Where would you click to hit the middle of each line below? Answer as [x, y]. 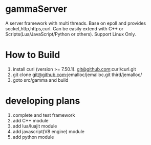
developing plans [43, 101]
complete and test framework [44, 115]
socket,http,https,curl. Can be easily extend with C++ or [64, 28]
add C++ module [30, 120]
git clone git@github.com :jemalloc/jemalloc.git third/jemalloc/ [77, 75]
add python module [33, 137]
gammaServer [36, 9]
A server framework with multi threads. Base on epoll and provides [76, 23]
